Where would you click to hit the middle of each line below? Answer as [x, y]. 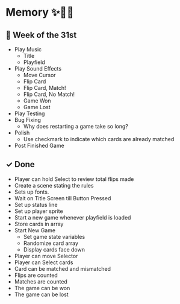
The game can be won [42, 288]
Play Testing [29, 113]
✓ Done [20, 164]
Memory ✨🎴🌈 [40, 12]
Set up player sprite [39, 211]
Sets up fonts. [32, 192]
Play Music [28, 49]
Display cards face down [54, 249]
